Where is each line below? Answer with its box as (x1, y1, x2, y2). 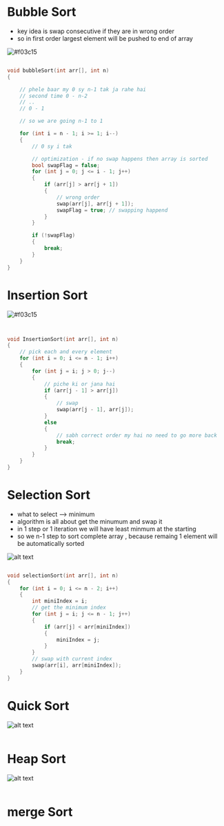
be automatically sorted (17, 539, 85, 547)
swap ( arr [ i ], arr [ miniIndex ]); (32, 662, 122, 669)
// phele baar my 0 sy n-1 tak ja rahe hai (19, 86, 147, 93)
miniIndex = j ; (56, 636, 100, 643)
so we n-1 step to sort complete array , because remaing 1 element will (17, 532, 218, 540)
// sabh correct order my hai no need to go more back (56, 432, 217, 439)
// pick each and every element (19, 348, 112, 355)
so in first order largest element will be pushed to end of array (17, 34, 193, 42)
